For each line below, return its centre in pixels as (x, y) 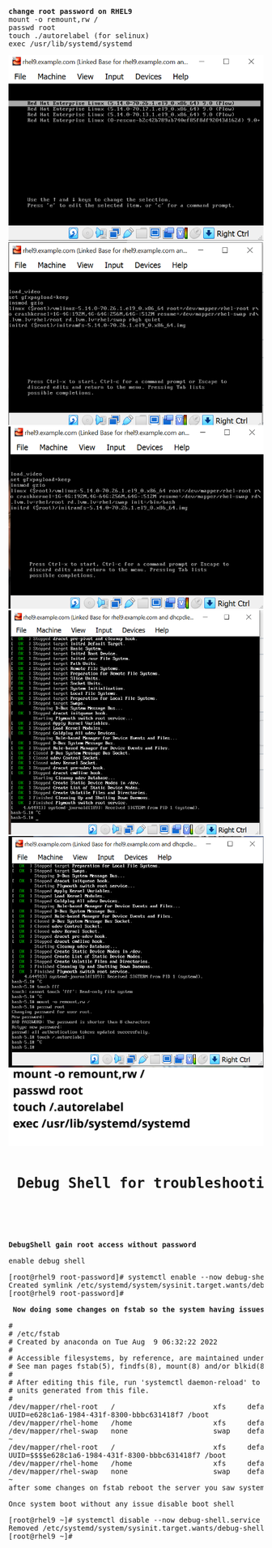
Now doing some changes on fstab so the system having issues (138, 1309)
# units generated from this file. (79, 1390)
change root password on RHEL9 (70, 11)
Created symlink (40, 1285)
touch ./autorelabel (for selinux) (79, 36)
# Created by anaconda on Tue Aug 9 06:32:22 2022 (113, 1341)
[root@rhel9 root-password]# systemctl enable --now (115, 1277)
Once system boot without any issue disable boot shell (121, 1503)
